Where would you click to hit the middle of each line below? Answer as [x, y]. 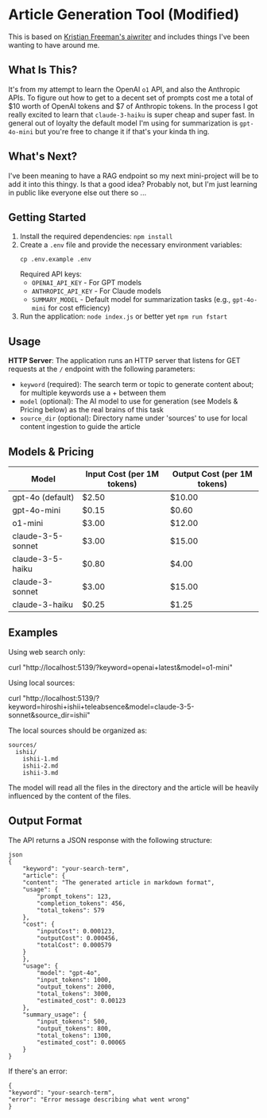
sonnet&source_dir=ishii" [49, 715]
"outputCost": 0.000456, [78, 938]
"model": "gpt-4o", [69, 973]
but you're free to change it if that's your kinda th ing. [122, 131]
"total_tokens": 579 [71, 910]
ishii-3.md [41, 772]
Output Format [45, 821]
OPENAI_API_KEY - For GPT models [86, 283]
